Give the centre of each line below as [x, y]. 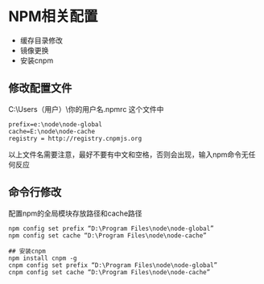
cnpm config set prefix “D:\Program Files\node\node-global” [113, 265]
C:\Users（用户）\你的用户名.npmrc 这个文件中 [86, 109]
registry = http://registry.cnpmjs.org [75, 138]
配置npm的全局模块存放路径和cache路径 [75, 213]
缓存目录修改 [41, 40]
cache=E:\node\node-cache [52, 131]
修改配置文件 [40, 88]
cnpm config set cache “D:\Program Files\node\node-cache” [109, 272]
